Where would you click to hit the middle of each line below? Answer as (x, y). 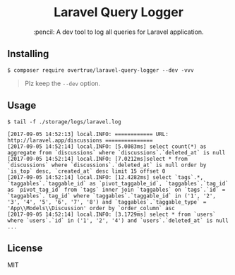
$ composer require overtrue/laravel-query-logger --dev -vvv (101, 70)
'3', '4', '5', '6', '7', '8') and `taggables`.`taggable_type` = (107, 202)
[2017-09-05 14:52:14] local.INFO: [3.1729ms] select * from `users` (112, 214)
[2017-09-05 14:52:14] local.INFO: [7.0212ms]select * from (98, 159)
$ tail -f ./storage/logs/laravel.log (64, 122)
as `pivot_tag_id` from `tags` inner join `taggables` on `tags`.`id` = (116, 190)
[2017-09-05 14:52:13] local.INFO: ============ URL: (88, 134)
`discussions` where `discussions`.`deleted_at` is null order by (107, 165)
